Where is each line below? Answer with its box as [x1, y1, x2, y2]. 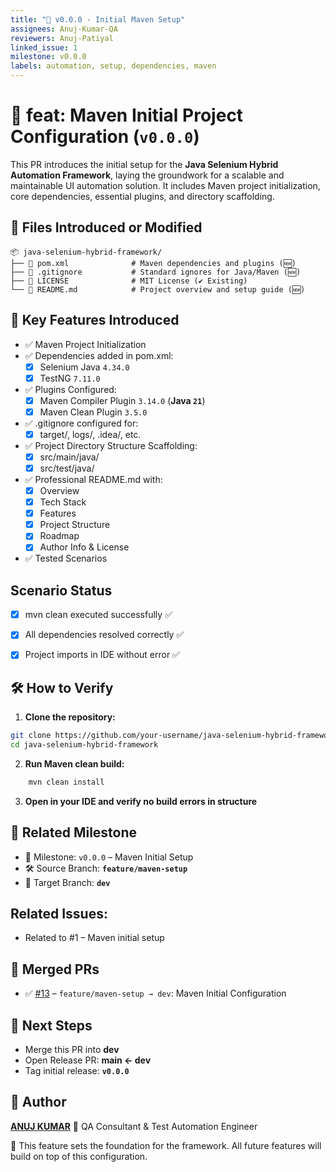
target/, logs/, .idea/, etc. [39, 428, 142, 440]
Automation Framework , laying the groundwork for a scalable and [10, 169, 285, 181]
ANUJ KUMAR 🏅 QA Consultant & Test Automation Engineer [10, 1120, 258, 1132]
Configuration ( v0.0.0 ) [10, 126, 200, 148]
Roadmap [39, 530, 80, 542]
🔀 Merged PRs [10, 961, 100, 978]
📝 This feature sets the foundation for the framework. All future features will [10, 1139, 322, 1151]
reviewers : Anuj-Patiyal [10, 33, 114, 43]
